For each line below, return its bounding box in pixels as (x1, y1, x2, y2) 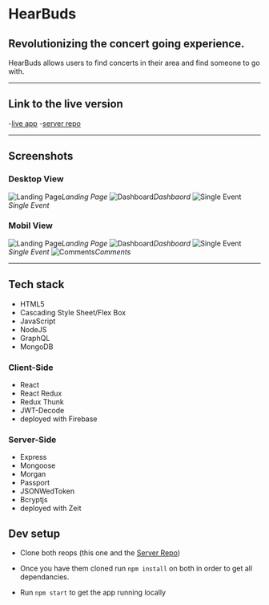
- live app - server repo (8, 118, 82, 128)
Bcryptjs (19, 495, 48, 505)
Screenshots (8, 149, 74, 163)
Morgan (19, 469, 46, 479)
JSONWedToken (19, 486, 74, 496)
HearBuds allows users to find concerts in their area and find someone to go (8, 58, 260, 67)
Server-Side (8, 434, 57, 445)
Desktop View (8, 173, 64, 185)
